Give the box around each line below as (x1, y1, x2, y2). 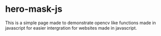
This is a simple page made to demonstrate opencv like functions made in (5, 20, 157, 26)
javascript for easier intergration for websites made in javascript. (5, 25, 137, 31)
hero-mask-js (5, 3, 63, 15)
